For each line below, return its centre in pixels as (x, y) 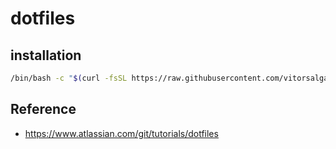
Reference (43, 109)
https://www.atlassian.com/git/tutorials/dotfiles (121, 133)
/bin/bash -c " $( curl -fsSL (69, 78)
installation (46, 55)
